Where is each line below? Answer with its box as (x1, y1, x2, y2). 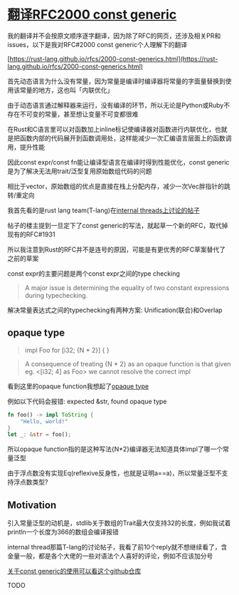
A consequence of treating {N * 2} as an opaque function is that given (24, 359, 231, 368)
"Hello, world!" (20, 418, 69, 425)
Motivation (7, 499, 57, 511)
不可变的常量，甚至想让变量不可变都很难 (19, 110, 139, 118)
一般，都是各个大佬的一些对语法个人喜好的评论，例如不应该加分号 (19, 552, 213, 560)
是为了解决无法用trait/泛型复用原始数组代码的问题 (7, 167, 152, 175)
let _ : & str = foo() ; (7, 431, 72, 438)
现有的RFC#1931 (7, 229, 55, 239)
